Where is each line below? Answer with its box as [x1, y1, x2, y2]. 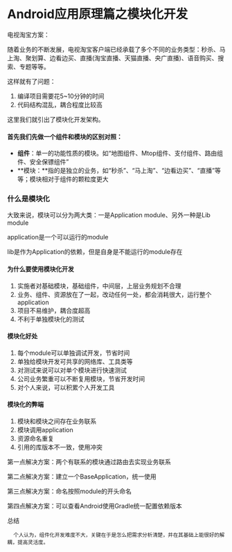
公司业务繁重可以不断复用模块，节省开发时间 [17, 374, 145, 383]
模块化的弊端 [7, 401, 44, 409]
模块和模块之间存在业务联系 [17, 417, 97, 425]
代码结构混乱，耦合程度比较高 [17, 100, 102, 109]
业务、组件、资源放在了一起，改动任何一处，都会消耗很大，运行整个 [17, 290, 212, 298]
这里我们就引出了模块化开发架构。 [7, 115, 105, 123]
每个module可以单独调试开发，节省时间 [17, 349, 130, 357]
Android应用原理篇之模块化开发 [7, 6, 188, 22]
